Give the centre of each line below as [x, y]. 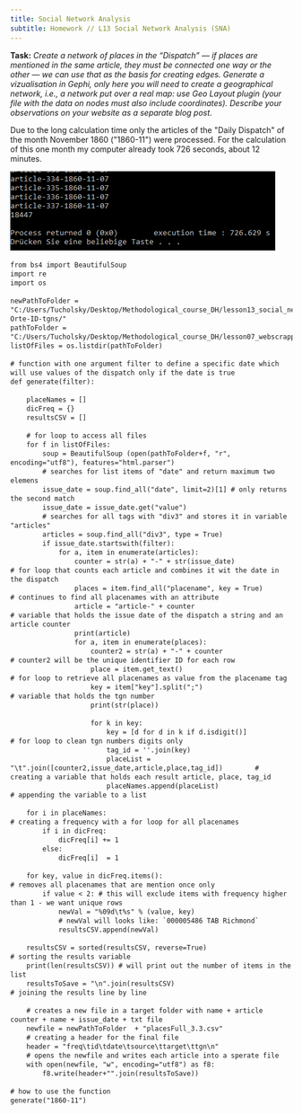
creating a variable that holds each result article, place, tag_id [141, 777]
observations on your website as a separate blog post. [112, 112]
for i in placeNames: [66, 813]
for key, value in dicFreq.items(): [95, 876]
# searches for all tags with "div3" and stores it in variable [165, 517]
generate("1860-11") [49, 1101]
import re [29, 274]
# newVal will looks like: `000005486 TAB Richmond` [158, 921]
